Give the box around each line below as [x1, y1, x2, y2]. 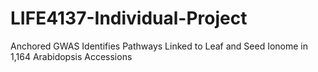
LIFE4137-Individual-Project [10, 7, 248, 30]
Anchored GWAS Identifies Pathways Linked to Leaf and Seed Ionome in [10, 40, 308, 52]
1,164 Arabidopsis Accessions [10, 50, 133, 62]
